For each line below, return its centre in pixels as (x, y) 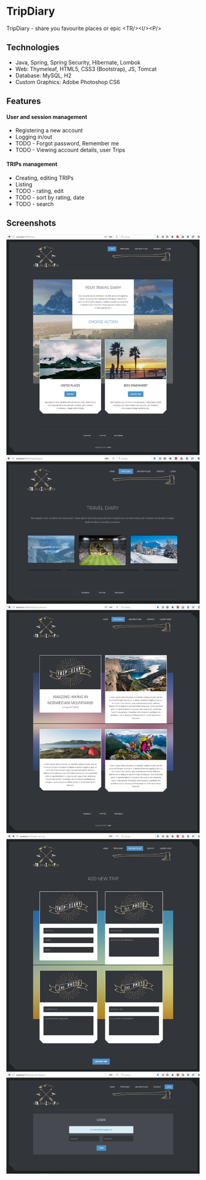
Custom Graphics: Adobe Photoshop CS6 (68, 82)
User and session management (47, 117)
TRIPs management (32, 164)
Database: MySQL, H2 (43, 75)
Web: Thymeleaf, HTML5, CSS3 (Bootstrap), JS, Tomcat (86, 69)
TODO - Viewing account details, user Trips (70, 150)
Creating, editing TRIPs (44, 178)
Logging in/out (34, 137)
